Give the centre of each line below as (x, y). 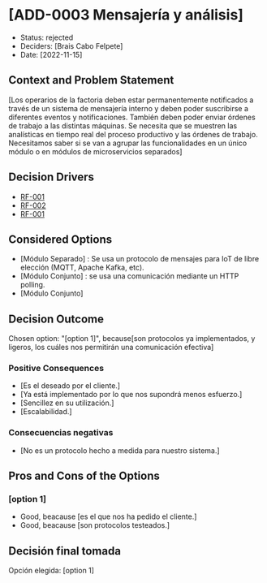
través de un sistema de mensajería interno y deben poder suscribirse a (129, 108)
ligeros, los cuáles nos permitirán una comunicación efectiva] (111, 348)
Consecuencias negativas (61, 433)
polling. (32, 285)
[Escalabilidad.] (46, 412)
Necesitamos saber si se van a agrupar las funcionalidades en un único (128, 143)
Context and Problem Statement (91, 80)
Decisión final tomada (65, 551)
